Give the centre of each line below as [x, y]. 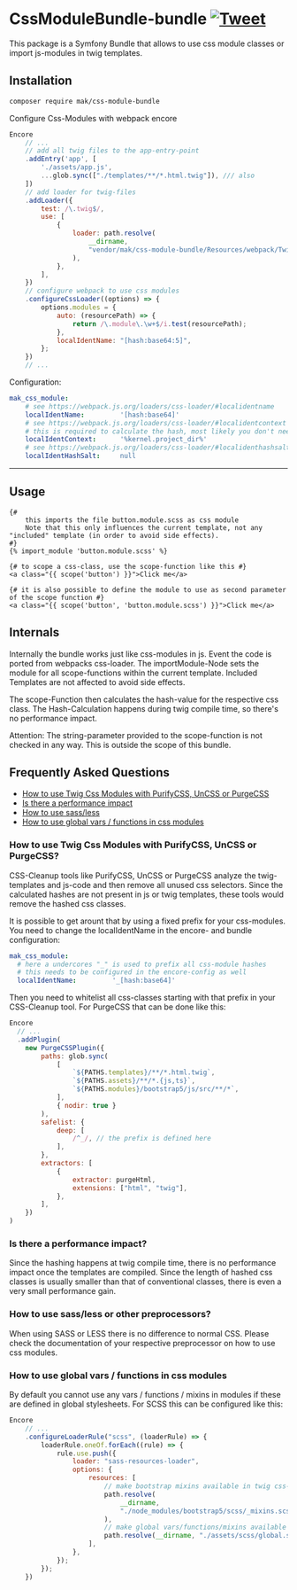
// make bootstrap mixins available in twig [187, 1486]
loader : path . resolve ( [114, 234]
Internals [34, 632]
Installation [41, 81]
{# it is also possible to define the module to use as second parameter [148, 589]
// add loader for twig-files [81, 192]
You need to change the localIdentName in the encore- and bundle [131, 930]
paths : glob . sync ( [75, 1056]
